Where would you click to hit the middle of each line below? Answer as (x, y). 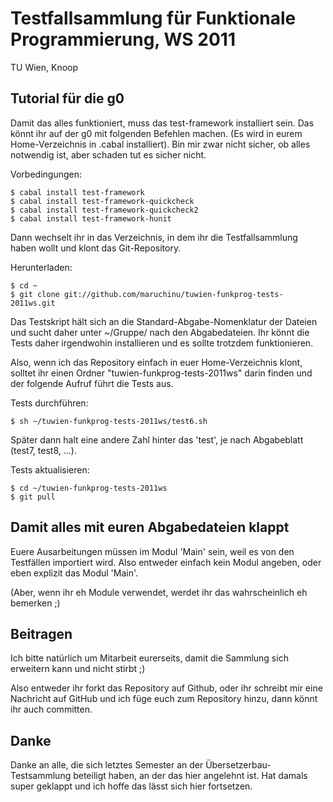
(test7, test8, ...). (43, 450)
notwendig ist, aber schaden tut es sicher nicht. (108, 154)
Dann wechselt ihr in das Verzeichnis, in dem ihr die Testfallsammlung (154, 237)
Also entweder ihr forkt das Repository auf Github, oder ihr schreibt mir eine (166, 688)
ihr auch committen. (51, 709)
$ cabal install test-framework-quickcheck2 (104, 210)
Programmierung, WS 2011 (123, 39)
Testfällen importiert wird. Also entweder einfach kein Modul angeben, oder (166, 562)
